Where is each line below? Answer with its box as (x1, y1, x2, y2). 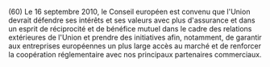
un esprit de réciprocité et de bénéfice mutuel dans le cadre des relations (8, 24, 252, 33)
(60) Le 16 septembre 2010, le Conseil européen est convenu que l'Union (8, 7, 251, 16)
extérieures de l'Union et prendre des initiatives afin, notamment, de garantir (8, 32, 262, 42)
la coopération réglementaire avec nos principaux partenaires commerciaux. (8, 50, 262, 59)
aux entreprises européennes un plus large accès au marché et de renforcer (8, 41, 262, 51)
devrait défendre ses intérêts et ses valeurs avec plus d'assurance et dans (8, 15, 255, 25)
